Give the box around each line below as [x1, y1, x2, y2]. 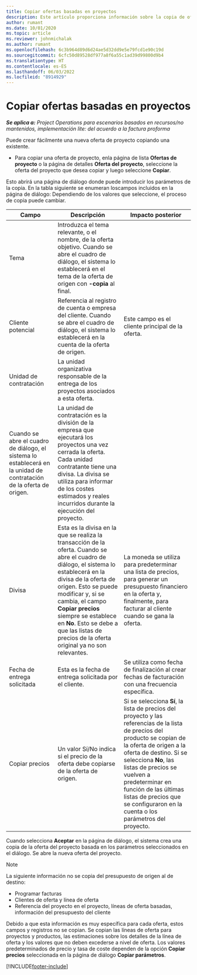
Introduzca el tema [57, 221, 110, 229]
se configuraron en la [123, 800, 183, 809]
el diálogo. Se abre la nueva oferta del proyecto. [6, 850, 122, 857]
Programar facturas [14, 890, 62, 897]
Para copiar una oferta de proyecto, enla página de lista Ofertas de [14, 154, 177, 162]
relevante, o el [57, 228, 97, 236]
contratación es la [57, 411, 107, 419]
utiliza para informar [57, 478, 113, 486]
